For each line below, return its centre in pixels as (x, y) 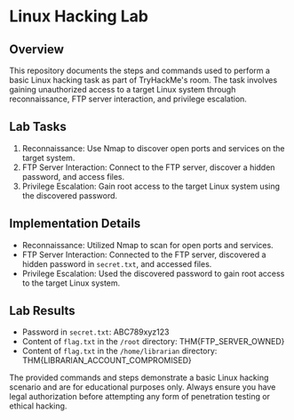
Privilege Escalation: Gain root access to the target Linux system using (151, 186)
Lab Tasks (38, 127)
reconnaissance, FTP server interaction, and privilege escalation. (128, 99)
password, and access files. (73, 176)
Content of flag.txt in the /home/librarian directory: (119, 351)
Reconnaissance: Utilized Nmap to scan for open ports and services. (147, 245)
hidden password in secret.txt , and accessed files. (117, 263)
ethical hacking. (38, 406)
